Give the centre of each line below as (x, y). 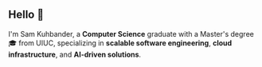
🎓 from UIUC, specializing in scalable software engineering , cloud (120, 43)
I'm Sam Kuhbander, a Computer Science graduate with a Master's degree (131, 33)
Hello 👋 (26, 15)
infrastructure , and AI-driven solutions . (75, 54)
